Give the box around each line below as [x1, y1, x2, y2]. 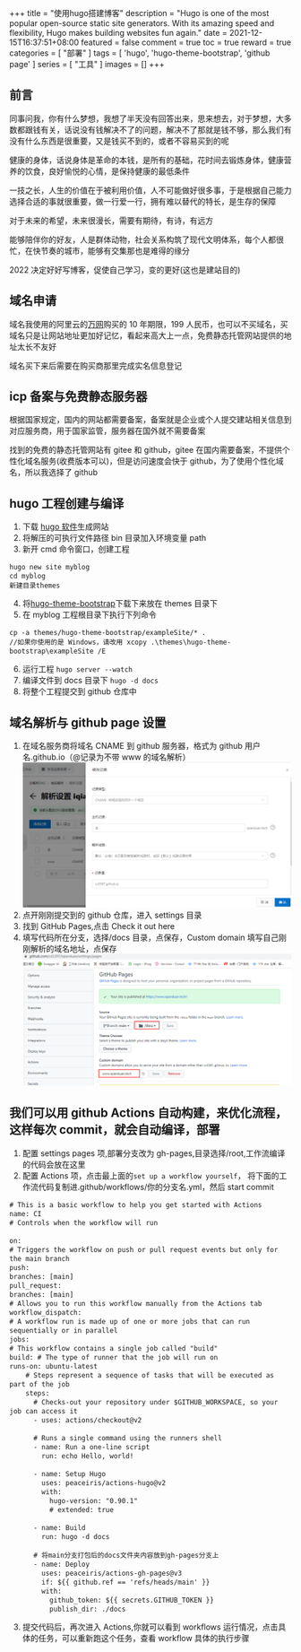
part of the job [9, 1379, 70, 1388]
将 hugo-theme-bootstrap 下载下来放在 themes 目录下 [21, 598, 218, 609]
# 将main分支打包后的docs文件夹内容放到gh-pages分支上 [32, 1551, 219, 1560]
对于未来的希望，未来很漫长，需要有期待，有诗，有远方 [9, 214, 213, 226]
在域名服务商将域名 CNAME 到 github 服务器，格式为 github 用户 [21, 741, 262, 752]
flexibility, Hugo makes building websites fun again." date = [9, 28, 228, 38]
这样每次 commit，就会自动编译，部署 [9, 1122, 220, 1137]
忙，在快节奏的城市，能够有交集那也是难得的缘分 [9, 245, 190, 256]
